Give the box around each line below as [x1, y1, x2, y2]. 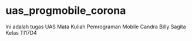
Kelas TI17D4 [5, 29, 38, 36]
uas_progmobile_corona [5, 4, 126, 17]
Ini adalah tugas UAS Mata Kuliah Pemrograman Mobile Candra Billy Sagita [5, 23, 186, 30]
